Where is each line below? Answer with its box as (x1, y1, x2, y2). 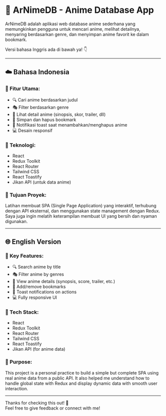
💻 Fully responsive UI (12, 294, 57, 300)
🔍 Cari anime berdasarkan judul (12, 96, 78, 103)
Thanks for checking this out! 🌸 (5, 400, 69, 406)
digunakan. (5, 219, 28, 225)
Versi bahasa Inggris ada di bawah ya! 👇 (5, 46, 87, 52)
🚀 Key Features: (5, 252, 44, 259)
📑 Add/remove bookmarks (12, 283, 66, 289)
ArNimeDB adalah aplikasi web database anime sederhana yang (5, 21, 136, 27)
